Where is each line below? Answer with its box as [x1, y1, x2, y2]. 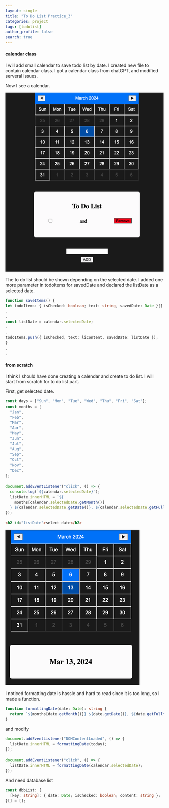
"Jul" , [10, 441, 24, 446]
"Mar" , [10, 420, 24, 425]
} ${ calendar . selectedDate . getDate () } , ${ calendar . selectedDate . [10, 505, 150, 510]
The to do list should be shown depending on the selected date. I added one [5, 277, 163, 283]
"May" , [10, 431, 24, 436]
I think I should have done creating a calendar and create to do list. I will [5, 373, 154, 379]
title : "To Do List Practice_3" [5, 13, 73, 19]
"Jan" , [10, 409, 24, 415]
